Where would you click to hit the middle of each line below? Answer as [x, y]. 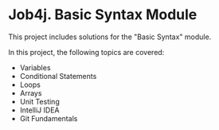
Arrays [31, 93]
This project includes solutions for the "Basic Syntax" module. [110, 37]
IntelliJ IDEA [39, 110]
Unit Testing [39, 101]
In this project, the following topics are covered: [86, 52]
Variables [35, 67]
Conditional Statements [58, 76]
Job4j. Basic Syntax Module [103, 15]
